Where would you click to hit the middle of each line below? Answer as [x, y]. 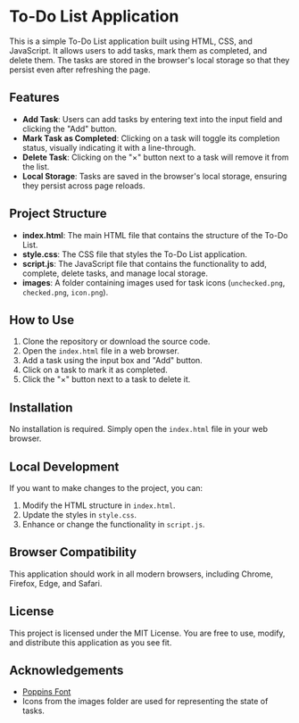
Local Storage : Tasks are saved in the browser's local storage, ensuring [154, 176]
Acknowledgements [66, 671]
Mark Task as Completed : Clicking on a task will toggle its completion [151, 138]
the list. [36, 166]
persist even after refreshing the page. [80, 70]
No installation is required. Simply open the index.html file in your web [138, 429]
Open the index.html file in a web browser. [101, 351]
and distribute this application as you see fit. [91, 642]
